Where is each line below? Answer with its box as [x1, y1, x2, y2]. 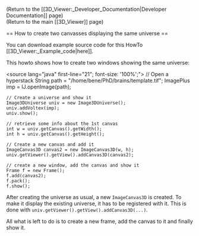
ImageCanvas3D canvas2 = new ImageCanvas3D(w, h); [6, 147, 134, 153]
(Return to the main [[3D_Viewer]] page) [6, 18, 104, 25]
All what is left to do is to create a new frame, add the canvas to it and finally [6, 218, 193, 225]
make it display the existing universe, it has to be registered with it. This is [6, 200, 187, 207]
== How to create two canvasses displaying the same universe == [6, 30, 168, 37]
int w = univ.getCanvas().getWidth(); [6, 126, 102, 132]
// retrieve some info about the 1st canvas [6, 121, 118, 127]
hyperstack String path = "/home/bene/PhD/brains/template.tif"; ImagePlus [6, 77, 190, 84]
